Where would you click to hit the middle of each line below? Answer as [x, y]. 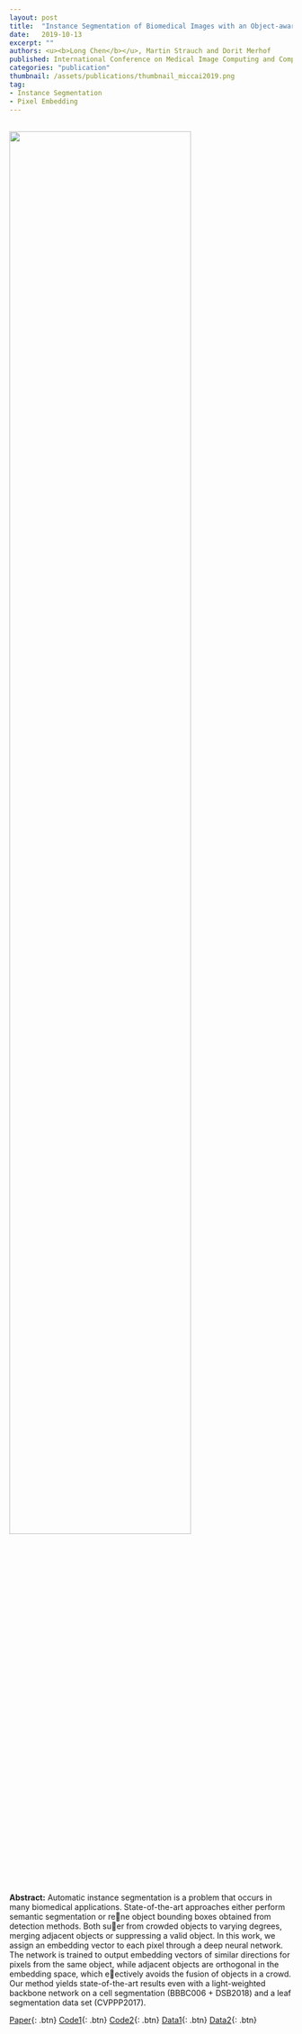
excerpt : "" [31, 43]
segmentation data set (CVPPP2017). [78, 2003]
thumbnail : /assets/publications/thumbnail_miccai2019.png [122, 76]
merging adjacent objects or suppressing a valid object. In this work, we [142, 1936]
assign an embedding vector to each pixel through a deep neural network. [146, 1945]
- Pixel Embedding [44, 101]
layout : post [34, 18]
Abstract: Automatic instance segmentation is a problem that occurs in [141, 1897]
